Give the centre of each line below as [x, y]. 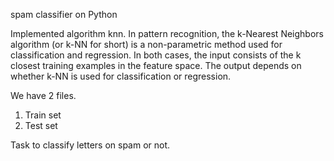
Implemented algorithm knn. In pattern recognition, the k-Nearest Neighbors [167, 33]
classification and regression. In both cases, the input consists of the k [156, 55]
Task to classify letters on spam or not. [90, 145]
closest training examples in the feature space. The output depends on [156, 65]
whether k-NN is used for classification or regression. [121, 76]
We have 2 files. [43, 95]
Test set [41, 125]
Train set [43, 115]
